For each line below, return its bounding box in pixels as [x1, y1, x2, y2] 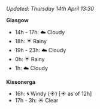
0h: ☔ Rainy [14, 56, 45, 62]
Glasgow [6, 17, 29, 23]
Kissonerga [6, 78, 36, 86]
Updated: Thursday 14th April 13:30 [6, 5, 95, 12]
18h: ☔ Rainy [14, 38, 47, 44]
